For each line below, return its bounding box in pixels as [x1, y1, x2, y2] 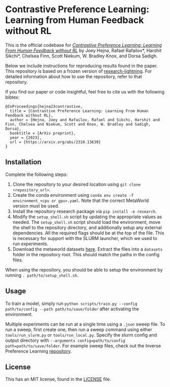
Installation [5, 158, 42, 166]
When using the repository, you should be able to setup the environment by [5, 266, 163, 273]
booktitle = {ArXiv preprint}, [10, 131, 76, 136]
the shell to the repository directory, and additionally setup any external [12, 224, 162, 230]
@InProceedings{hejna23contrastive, [5, 104, 83, 109]
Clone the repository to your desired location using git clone [12, 181, 141, 187]
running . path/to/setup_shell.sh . [5, 272, 79, 278]
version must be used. [12, 202, 59, 209]
